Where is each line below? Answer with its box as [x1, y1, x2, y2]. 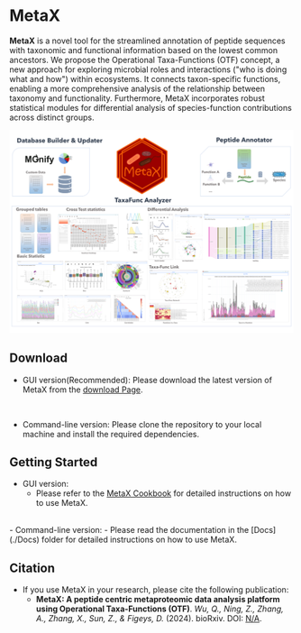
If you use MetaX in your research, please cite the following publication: [22, 584, 289, 595]
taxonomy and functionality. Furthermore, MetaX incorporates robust [9, 92, 266, 104]
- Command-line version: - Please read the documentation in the [9, 525, 250, 536]
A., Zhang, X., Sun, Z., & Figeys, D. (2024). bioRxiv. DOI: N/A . [35, 613, 262, 624]
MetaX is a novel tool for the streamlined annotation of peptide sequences [9, 35, 286, 46]
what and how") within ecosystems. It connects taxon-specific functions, [9, 73, 281, 84]
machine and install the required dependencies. [22, 428, 200, 439]
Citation [9, 560, 56, 575]
